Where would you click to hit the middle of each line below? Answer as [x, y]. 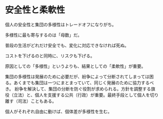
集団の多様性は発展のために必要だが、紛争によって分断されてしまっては [77, 76]
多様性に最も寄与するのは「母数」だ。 [43, 35]
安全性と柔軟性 [35, 10]
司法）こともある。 [37, 101]
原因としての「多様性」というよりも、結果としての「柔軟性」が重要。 [75, 66]
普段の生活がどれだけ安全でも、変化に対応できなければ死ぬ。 [67, 45]
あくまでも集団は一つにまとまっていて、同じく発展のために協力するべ [84, 83]
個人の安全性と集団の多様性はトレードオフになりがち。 [61, 24]
